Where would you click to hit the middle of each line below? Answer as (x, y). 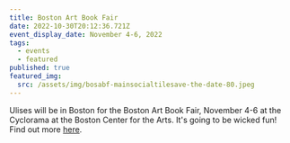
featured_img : (36, 76)
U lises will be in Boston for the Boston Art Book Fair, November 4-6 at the (145, 110)
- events (34, 51)
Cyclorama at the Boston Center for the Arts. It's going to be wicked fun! (143, 120)
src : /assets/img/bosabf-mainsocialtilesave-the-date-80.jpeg (136, 85)
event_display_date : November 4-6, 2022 (86, 34)
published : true (40, 68)
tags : (19, 43)
